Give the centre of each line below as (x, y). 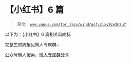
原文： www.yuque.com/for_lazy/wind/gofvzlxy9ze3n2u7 (71, 24)
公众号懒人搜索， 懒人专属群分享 (37, 55)
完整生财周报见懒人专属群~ (32, 44)
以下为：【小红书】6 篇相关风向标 (38, 34)
